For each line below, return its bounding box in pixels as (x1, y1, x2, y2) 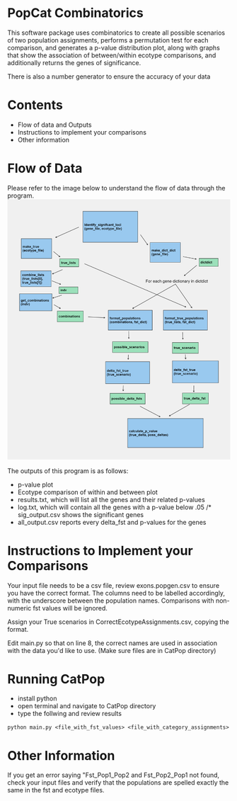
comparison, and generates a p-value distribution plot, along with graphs (7, 43, 221, 52)
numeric (7, 603, 32, 612)
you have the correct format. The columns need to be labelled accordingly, (7, 589, 225, 597)
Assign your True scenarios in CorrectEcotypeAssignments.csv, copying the (7, 618, 230, 626)
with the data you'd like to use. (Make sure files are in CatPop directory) (7, 646, 216, 654)
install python (17, 694, 57, 703)
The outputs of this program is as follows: (7, 466, 129, 475)
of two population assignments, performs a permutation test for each (7, 35, 209, 44)
